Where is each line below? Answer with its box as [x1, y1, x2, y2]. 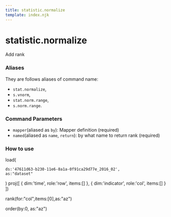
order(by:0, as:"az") [5, 206, 48, 212]
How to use [5, 145, 34, 152]
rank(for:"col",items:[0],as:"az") [5, 196, 72, 202]
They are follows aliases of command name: [5, 76, 98, 82]
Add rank [5, 51, 25, 58]
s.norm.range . [12, 102, 42, 109]
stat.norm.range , [12, 97, 49, 103]
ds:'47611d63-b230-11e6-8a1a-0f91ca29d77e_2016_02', [5, 167, 120, 172]
